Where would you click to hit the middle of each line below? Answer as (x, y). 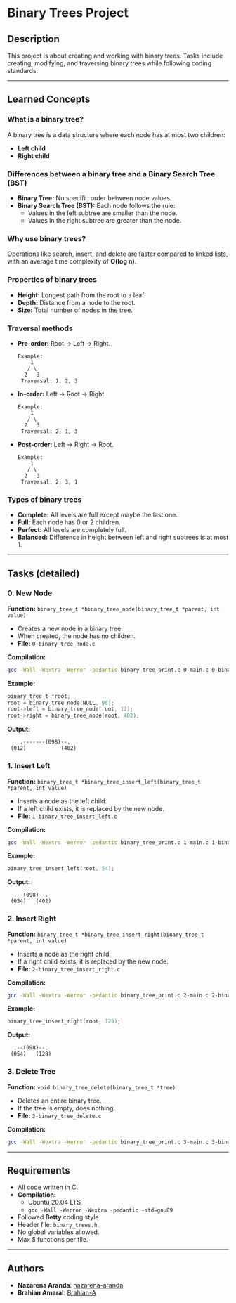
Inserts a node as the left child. (62, 801)
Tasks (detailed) (44, 573)
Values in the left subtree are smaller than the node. (103, 213)
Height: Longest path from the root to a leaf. (81, 295)
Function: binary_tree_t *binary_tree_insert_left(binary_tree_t (104, 781)
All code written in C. (48, 1187)
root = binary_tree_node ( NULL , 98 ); (61, 703)
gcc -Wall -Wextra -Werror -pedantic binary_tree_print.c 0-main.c (108, 670)
